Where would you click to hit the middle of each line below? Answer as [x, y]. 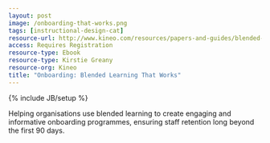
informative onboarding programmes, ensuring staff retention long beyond [131, 121]
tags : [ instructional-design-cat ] [66, 30]
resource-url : [32, 38]
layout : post [30, 16]
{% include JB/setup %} [48, 97]
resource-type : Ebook [45, 53]
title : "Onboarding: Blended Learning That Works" [95, 75]
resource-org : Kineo [43, 68]
